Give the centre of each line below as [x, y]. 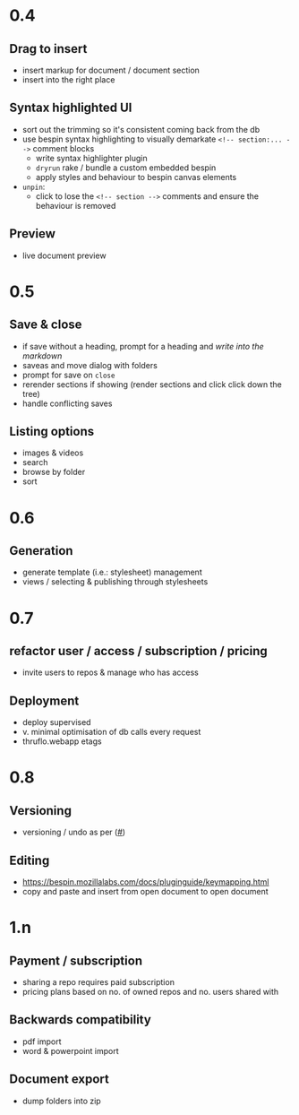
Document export [59, 1080]
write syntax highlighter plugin [91, 158]
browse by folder [54, 472]
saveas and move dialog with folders [90, 365]
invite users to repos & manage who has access [110, 672]
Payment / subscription [76, 960]
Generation [41, 551]
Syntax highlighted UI [71, 108]
